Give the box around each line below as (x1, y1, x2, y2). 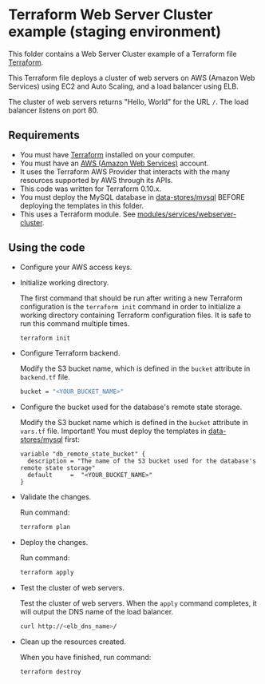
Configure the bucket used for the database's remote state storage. (19, 402, 243, 412)
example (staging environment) (8, 22, 222, 41)
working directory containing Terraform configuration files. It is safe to (19, 310, 251, 320)
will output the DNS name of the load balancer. (19, 607, 174, 617)
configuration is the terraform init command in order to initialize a (19, 301, 241, 311)
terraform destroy (19, 667, 81, 676)
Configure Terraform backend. (19, 348, 121, 358)
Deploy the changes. (19, 538, 89, 547)
